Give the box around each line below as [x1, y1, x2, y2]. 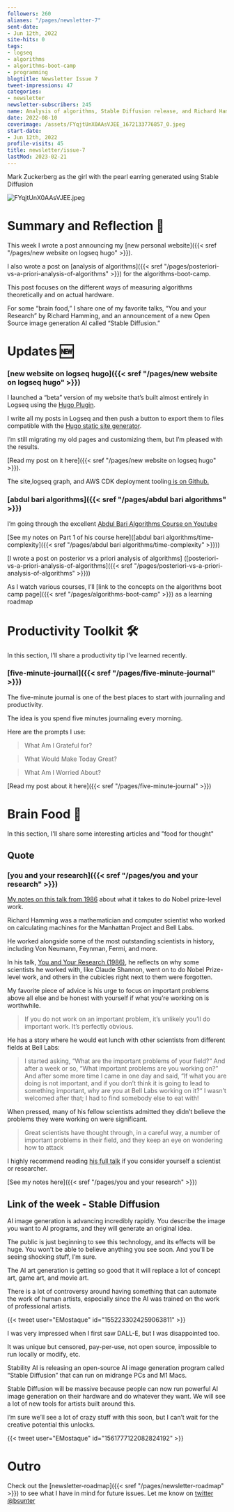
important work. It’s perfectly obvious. [24, 1022, 134, 1031]
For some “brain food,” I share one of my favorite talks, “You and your [7, 304, 207, 312]
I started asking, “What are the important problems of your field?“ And [24, 1057, 226, 1065]
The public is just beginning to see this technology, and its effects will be [7, 1238, 216, 1246]
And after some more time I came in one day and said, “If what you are [24, 1071, 227, 1080]
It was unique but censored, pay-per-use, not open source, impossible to [7, 1343, 217, 1351]
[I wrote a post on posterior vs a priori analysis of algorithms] [7, 554, 182, 562]
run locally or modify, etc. [7, 1350, 81, 1359]
